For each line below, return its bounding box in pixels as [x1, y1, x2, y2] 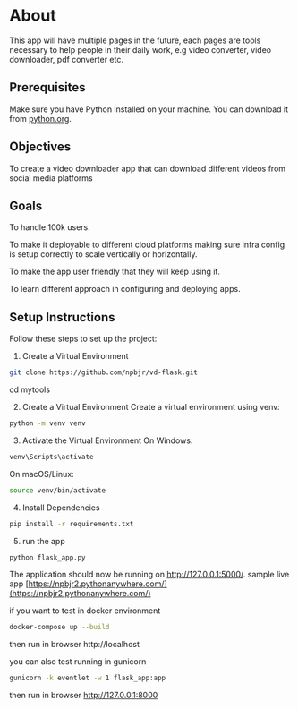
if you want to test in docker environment [9, 605, 161, 616]
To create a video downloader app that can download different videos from [9, 163, 286, 174]
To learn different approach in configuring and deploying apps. [9, 284, 241, 295]
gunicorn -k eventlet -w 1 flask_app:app [9, 673, 166, 683]
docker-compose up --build [9, 623, 110, 632]
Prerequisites [9, 80, 86, 95]
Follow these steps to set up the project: [9, 333, 158, 345]
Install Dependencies [21, 502, 100, 513]
